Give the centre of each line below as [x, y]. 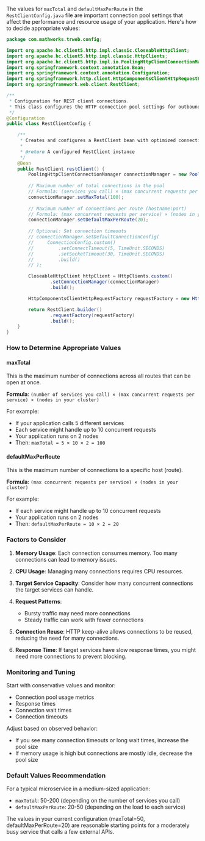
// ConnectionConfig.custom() [72, 242]
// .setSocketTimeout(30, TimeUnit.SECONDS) [97, 254]
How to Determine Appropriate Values [64, 348]
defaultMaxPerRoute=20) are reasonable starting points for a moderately [98, 825]
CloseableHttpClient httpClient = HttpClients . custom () [101, 276]
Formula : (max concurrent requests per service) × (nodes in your [92, 482]
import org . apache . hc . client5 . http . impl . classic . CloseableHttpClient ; [98, 50]
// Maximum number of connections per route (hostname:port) [108, 209]
